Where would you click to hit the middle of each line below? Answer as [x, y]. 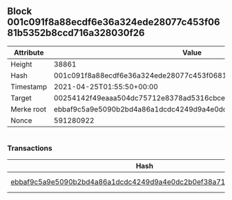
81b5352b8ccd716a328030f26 [76, 33]
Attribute [29, 53]
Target [21, 98]
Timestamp [29, 87]
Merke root [29, 109]
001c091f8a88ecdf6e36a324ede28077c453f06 [114, 22]
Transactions [30, 148]
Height [21, 64]
